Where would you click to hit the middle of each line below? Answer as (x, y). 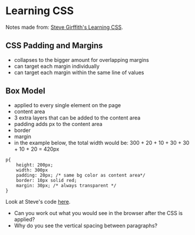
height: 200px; (35, 165)
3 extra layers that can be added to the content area (77, 117)
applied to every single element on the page (67, 105)
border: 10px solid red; (47, 180)
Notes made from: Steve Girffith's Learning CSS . (64, 27)
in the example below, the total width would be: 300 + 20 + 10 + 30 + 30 (102, 143)
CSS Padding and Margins (54, 46)
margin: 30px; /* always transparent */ (66, 186)
